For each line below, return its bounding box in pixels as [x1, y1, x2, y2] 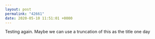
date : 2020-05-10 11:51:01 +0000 [5, 16, 73, 20]
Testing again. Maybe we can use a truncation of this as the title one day [5, 29, 151, 35]
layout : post [5, 7, 32, 12]
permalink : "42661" [5, 11, 45, 16]
